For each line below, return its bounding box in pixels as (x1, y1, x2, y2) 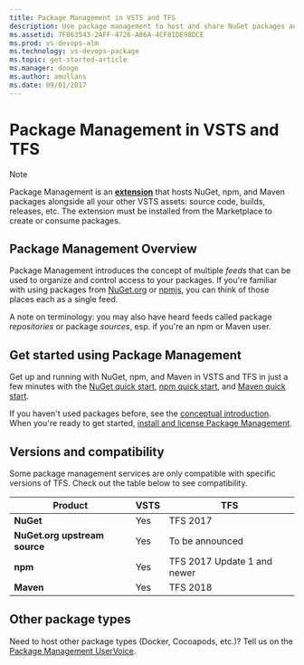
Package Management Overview (9, 241, 197, 256)
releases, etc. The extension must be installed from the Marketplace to (9, 205, 273, 216)
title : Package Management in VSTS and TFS (9, 13, 176, 23)
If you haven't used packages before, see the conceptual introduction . (9, 408, 271, 419)
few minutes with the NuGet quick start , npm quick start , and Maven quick (9, 381, 287, 392)
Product (52, 499, 89, 511)
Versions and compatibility (9, 444, 165, 460)
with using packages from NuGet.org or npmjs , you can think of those (9, 284, 270, 295)
